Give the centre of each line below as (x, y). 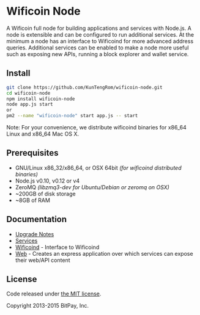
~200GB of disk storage (45, 194)
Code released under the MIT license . (54, 294)
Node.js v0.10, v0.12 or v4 (47, 181)
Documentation (37, 219)
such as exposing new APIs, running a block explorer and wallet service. (98, 54)
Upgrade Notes (35, 234)
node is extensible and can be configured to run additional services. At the (100, 34)
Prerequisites (32, 153)
